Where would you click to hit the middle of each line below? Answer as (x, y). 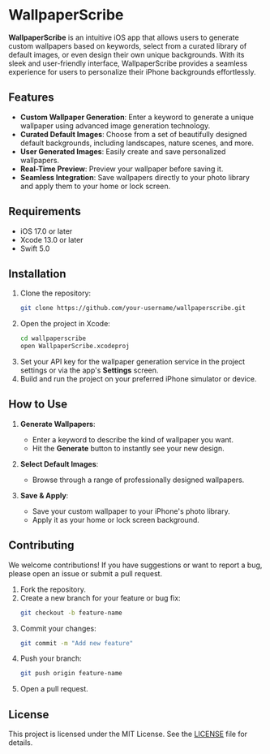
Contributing (41, 545)
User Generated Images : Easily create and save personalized (123, 151)
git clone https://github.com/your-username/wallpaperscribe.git (133, 308)
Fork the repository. (53, 589)
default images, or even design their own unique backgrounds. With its (126, 54)
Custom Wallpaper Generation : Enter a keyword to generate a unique (137, 117)
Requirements (45, 211)
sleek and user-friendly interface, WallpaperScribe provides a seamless (128, 63)
